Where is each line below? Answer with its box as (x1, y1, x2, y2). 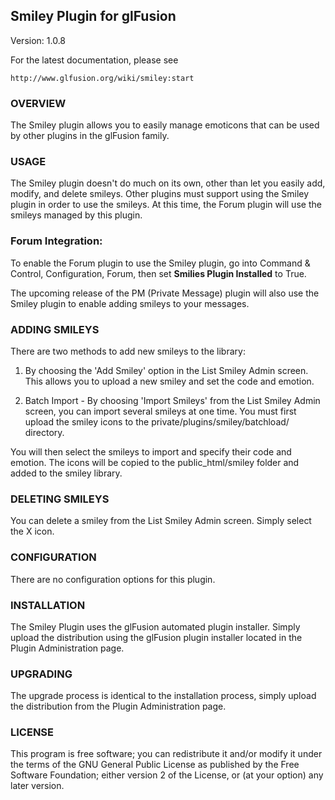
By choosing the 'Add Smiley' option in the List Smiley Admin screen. (24, 365, 309, 376)
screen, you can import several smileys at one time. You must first (24, 405, 297, 417)
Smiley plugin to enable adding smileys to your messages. (10, 297, 250, 309)
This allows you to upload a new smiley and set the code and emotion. (24, 375, 315, 387)
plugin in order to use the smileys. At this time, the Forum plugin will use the (10, 199, 322, 211)
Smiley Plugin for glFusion (10, 8, 177, 25)
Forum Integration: (10, 234, 103, 248)
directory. (24, 427, 65, 438)
